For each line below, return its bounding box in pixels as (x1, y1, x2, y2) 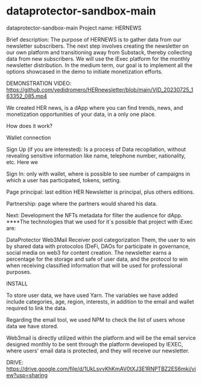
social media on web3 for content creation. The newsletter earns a (6, 249, 172, 256)
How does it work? (6, 122, 53, 129)
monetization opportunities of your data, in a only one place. (6, 110, 156, 118)
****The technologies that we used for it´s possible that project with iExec (6, 218, 193, 225)
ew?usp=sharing (6, 371, 48, 378)
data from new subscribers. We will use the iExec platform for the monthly (6, 55, 191, 62)
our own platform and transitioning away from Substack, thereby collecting (6, 48, 192, 56)
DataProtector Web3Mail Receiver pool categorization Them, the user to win (6, 236, 196, 243)
